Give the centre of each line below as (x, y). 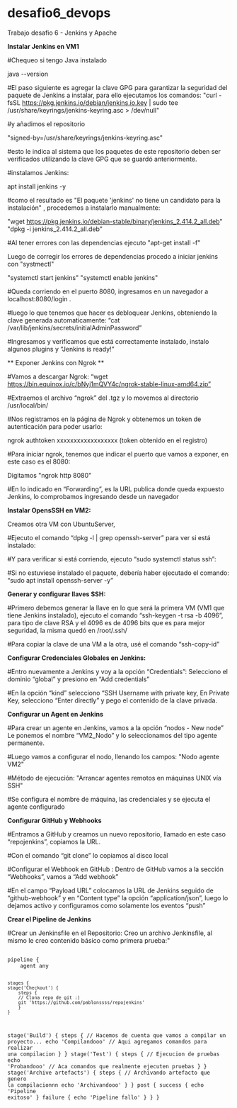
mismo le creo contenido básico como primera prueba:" (89, 940)
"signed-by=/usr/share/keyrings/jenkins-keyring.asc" (85, 138)
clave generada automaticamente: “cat (64, 320)
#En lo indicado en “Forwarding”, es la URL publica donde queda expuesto (116, 489)
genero (17, 1079)
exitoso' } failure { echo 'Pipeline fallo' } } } (83, 1097)
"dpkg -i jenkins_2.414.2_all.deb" (55, 229)
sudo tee (165, 102)
